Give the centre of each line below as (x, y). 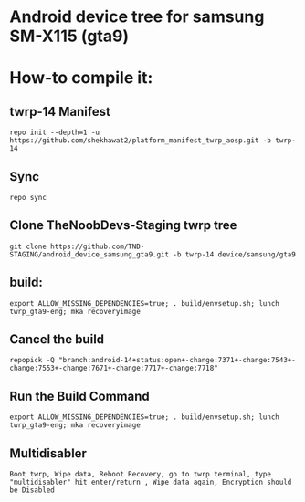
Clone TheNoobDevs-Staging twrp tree (123, 225)
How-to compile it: (81, 78)
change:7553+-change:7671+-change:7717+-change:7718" (114, 368)
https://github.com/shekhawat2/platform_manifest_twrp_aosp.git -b (141, 141)
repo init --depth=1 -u (55, 133)
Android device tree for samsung (137, 17)
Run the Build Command (80, 396)
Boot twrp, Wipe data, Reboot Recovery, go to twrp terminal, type (141, 475)
